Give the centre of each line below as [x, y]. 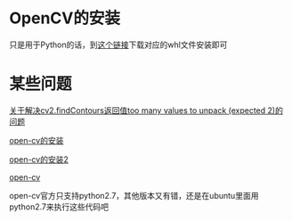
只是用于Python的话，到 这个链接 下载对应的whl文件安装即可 [118, 45]
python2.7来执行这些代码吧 [59, 207]
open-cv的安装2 [39, 159]
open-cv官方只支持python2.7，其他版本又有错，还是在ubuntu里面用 [134, 195]
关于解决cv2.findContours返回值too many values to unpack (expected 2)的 [146, 110]
